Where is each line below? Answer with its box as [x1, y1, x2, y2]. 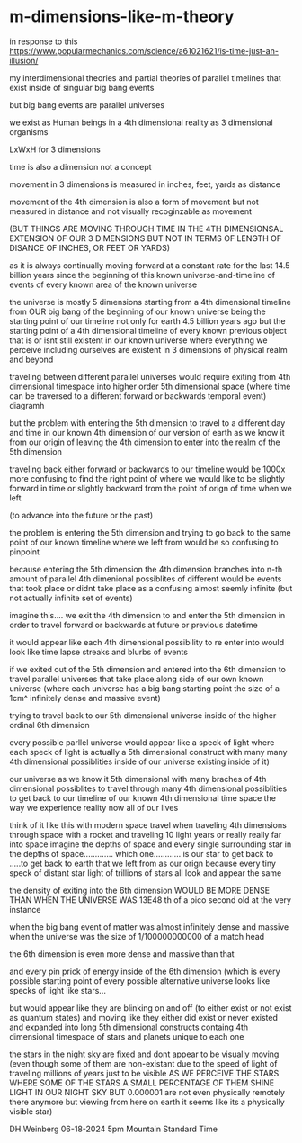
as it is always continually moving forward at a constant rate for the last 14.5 [9, 259, 290, 271]
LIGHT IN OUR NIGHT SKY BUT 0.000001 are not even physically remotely [9, 1086, 286, 1097]
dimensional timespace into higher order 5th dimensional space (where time [9, 381, 291, 391]
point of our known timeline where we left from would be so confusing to [9, 536, 279, 547]
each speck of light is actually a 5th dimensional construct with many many [9, 746, 288, 757]
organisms [9, 126, 49, 137]
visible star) [9, 1105, 53, 1117]
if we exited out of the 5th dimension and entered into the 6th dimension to [9, 663, 286, 674]
